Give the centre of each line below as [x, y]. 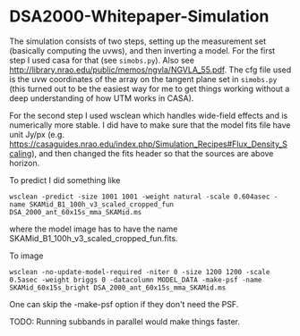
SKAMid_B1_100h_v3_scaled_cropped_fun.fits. [94, 238]
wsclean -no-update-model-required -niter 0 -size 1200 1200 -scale [140, 272]
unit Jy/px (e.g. [37, 134]
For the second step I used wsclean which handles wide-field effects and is [149, 115]
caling [21, 153]
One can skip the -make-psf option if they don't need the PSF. [124, 304]
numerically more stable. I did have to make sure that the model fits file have [150, 125]
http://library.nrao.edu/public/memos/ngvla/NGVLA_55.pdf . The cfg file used [150, 70]
